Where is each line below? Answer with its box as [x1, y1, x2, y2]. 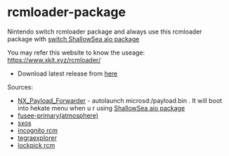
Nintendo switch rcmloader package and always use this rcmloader [7, 27, 202, 36]
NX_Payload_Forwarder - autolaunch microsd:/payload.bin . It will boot [17, 96, 223, 105]
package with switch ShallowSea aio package [7, 34, 140, 43]
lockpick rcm [17, 141, 55, 149]
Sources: [7, 83, 34, 91]
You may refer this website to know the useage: [7, 48, 145, 57]
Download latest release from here [17, 69, 118, 78]
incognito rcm [17, 126, 58, 134]
